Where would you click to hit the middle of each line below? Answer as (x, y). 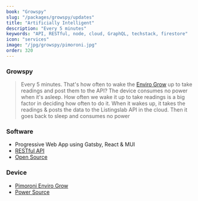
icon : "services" (28, 39)
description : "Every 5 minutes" (46, 28)
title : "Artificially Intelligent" (50, 23)
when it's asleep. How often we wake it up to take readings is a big (103, 97)
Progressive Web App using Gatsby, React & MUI (75, 144)
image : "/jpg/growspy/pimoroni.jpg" (52, 45)
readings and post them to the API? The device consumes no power (104, 91)
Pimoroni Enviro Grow (41, 185)
